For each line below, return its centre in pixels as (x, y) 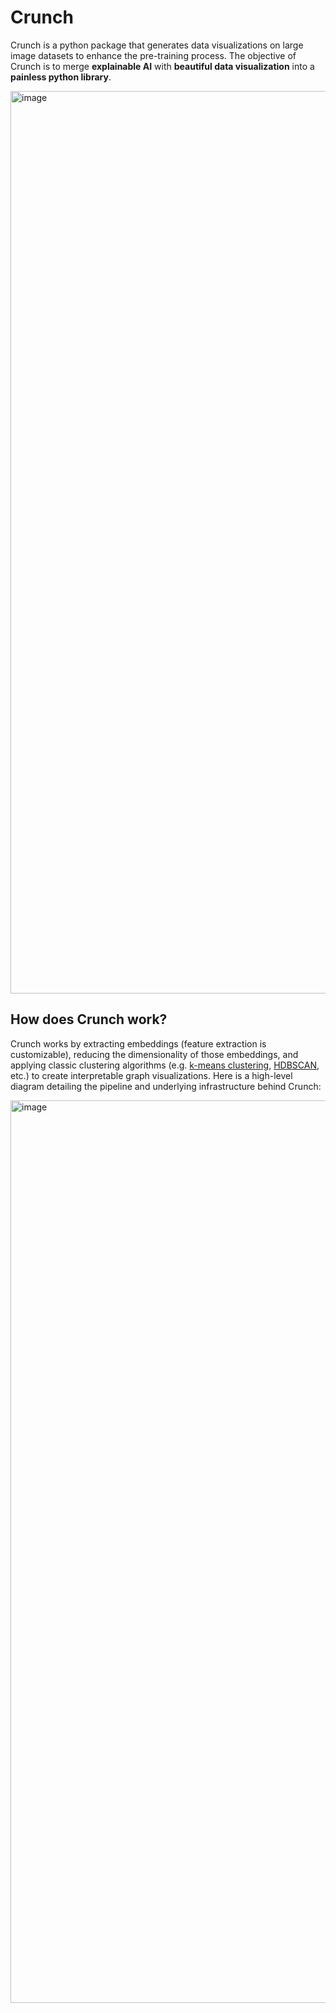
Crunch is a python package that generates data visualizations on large (157, 45)
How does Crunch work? (89, 1019)
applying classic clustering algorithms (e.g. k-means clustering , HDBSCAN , (165, 1065)
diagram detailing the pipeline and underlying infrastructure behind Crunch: (166, 1086)
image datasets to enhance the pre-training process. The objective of (153, 55)
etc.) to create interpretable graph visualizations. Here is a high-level (151, 1075)
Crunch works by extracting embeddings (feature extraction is (138, 1043)
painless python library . (61, 77)
